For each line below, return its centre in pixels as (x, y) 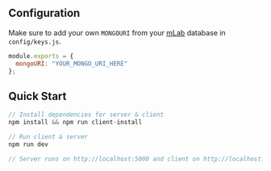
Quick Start (38, 96)
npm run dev (28, 144)
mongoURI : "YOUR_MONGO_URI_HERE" (72, 64)
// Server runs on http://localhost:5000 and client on (104, 159)
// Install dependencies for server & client (86, 115)
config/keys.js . (35, 41)
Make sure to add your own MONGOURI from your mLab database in (117, 32)
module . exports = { (41, 56)
